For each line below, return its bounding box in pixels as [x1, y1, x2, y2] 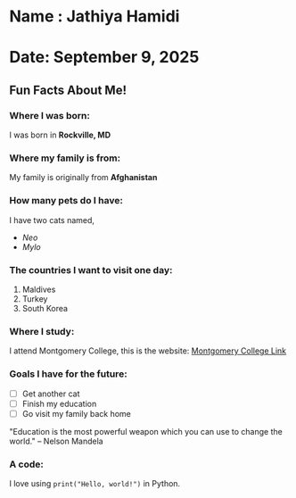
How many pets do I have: [9, 195, 123, 207]
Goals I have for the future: [9, 368, 127, 380]
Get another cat [21, 388, 80, 399]
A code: [9, 458, 45, 470]
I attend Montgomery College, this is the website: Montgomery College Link [9, 345, 287, 356]
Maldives [21, 284, 56, 295]
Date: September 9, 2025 [9, 47, 200, 68]
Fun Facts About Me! [9, 82, 127, 97]
